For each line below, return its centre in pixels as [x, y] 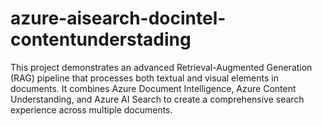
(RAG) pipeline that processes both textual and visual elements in [144, 78]
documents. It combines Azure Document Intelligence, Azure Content [153, 88]
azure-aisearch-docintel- [118, 18]
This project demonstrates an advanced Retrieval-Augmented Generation [161, 67]
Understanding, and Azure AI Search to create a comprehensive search [157, 99]
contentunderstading [101, 39]
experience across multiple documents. [91, 109]
